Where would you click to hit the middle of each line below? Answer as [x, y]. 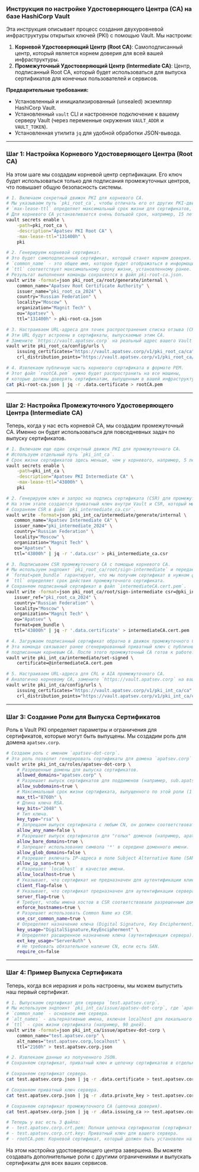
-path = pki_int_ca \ [41, 471]
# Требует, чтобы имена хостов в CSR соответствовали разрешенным [100, 902]
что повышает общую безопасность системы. [65, 187]
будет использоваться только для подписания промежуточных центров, [98, 180]
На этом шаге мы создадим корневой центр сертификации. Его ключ [94, 174]
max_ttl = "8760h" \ [39, 797]
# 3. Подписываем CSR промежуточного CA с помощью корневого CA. [88, 564]
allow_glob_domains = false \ [51, 852]
